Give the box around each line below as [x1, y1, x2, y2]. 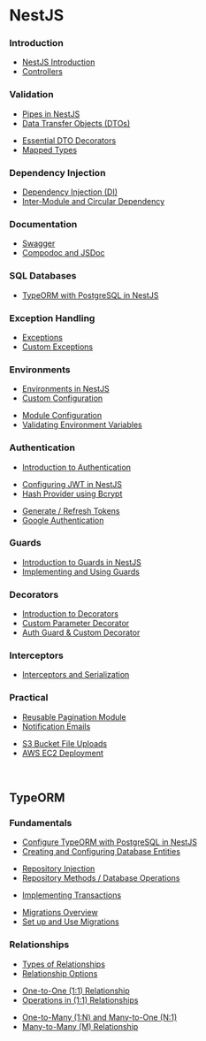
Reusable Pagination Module [21, 711, 126, 722]
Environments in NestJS [21, 384, 110, 394]
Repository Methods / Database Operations [21, 873, 180, 884]
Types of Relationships [21, 959, 106, 969]
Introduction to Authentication [21, 462, 131, 472]
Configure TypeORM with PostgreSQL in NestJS [21, 837, 197, 847]
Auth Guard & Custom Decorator [21, 627, 141, 638]
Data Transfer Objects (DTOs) [21, 118, 131, 128]
